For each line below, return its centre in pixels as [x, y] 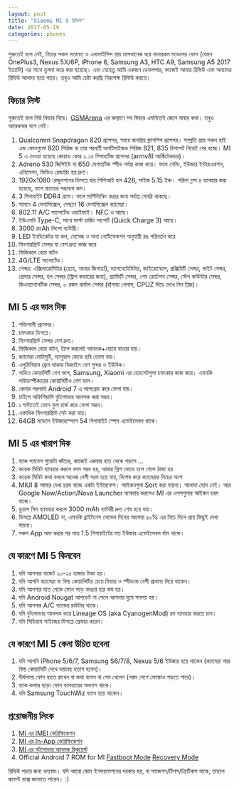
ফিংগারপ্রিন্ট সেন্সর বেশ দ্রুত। [47, 340]
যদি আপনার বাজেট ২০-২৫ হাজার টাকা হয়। [62, 573]
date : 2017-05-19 [34, 27]
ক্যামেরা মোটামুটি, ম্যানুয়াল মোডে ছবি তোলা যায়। [67, 356]
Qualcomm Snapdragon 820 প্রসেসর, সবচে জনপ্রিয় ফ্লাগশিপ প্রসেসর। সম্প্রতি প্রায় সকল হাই [122, 140]
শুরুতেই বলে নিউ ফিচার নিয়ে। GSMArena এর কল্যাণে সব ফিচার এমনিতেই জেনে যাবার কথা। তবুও [111, 118]
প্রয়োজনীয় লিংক [31, 716]
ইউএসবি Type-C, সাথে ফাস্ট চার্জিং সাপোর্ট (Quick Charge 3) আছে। [98, 220]
